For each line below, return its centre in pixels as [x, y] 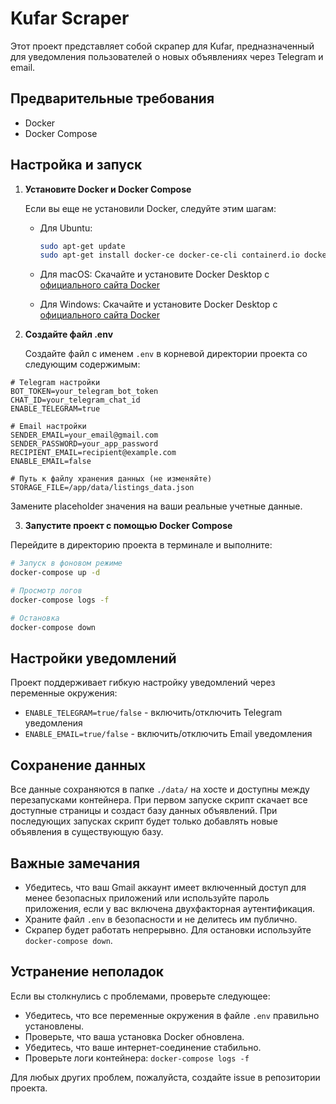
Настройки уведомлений [93, 658]
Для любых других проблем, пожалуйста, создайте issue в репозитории [165, 1077]
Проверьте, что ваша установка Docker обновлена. [134, 1036]
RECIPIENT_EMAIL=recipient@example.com [93, 453]
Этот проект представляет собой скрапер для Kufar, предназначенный [162, 46]
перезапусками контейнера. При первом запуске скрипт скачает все [159, 800]
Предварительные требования [112, 98]
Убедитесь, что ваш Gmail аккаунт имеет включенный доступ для [165, 887]
